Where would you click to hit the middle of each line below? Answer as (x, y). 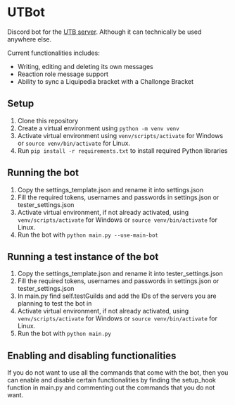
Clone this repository (48, 120)
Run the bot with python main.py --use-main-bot (88, 235)
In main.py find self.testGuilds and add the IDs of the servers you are (117, 296)
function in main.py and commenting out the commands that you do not (111, 387)
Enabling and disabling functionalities (92, 355)
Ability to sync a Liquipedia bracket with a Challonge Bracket (106, 81)
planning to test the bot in (55, 304)
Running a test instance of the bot (83, 257)
